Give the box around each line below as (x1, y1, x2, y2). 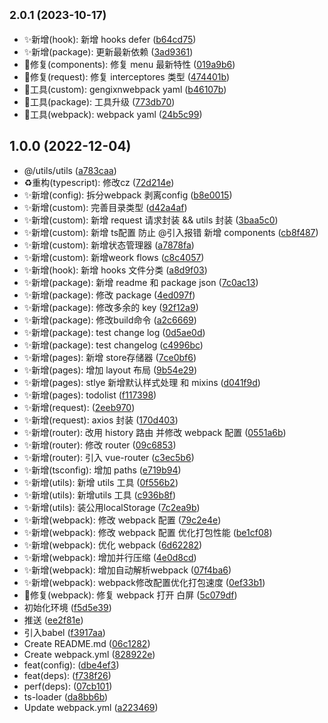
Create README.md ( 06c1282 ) (23, 637, 151, 649)
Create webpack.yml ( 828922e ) (23, 648, 156, 660)
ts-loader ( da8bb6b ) (23, 690, 109, 703)
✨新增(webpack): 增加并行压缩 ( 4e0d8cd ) (23, 551, 197, 563)
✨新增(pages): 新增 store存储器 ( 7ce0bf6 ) (23, 351, 197, 363)
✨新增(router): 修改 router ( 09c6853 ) (23, 439, 177, 451)
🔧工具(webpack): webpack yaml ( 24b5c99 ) (23, 108, 203, 120)
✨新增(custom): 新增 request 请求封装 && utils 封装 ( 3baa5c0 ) (23, 214, 279, 226)
